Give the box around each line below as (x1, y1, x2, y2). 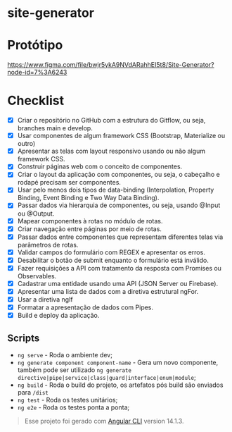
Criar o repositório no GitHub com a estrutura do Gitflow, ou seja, (17, 116, 206, 125)
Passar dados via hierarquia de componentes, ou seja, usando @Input (17, 201, 221, 209)
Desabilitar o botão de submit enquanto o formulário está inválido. (17, 256, 209, 264)
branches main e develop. (17, 124, 93, 132)
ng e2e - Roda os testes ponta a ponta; (17, 403, 130, 412)
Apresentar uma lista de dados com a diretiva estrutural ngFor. (17, 287, 199, 295)
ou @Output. (17, 209, 55, 218)
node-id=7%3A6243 (7, 68, 67, 77)
